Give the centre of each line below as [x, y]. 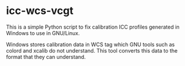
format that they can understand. [46, 57]
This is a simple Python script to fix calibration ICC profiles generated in [93, 27]
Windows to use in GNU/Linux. [43, 33]
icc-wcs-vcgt [40, 11]
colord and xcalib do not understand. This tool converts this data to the [92, 50]
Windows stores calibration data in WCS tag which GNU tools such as [90, 44]
